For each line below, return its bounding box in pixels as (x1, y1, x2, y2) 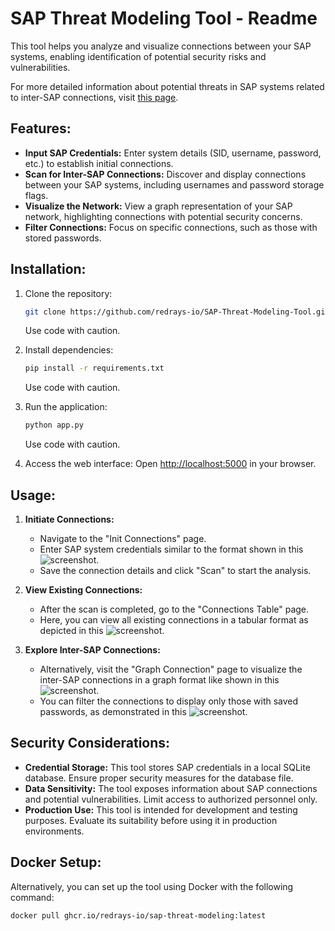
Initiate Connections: (24, 513, 115, 525)
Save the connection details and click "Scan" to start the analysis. (39, 565, 312, 576)
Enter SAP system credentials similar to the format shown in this (39, 543, 304, 555)
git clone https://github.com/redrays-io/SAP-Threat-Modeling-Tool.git (24, 307, 330, 317)
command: (10, 891, 55, 903)
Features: (10, 120, 72, 137)
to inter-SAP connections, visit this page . (10, 91, 179, 103)
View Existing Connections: (24, 584, 143, 596)
